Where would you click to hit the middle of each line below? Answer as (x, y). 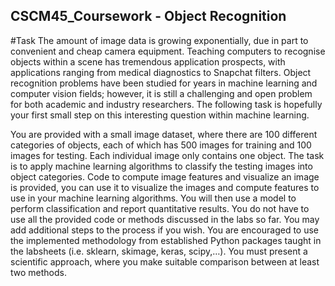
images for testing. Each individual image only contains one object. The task (167, 155)
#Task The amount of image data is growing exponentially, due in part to (159, 40)
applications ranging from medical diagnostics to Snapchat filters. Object (161, 72)
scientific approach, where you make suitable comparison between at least (165, 261)
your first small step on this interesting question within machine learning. (160, 115)
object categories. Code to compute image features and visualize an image (165, 176)
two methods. (38, 272)
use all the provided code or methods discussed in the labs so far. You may (165, 219)
